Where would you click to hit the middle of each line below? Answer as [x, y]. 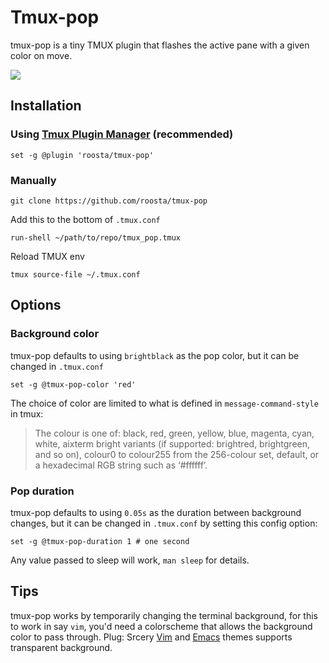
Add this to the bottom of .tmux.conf [85, 219]
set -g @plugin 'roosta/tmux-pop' [82, 155]
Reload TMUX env [47, 256]
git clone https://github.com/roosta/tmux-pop [109, 201]
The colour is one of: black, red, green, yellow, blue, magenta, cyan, [174, 433]
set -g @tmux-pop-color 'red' [73, 384]
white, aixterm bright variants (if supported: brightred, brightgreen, [172, 443]
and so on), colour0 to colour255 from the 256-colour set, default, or [177, 454]
